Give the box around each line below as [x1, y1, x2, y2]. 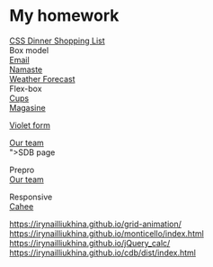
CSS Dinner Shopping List [9, 35, 105, 46]
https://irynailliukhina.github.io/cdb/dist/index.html [9, 247, 196, 258]
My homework [9, 5, 120, 26]
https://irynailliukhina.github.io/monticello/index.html [9, 227, 204, 239]
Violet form [9, 119, 51, 131]
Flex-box [9, 83, 42, 94]
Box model [9, 44, 49, 55]
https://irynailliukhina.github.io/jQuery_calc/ [9, 237, 171, 248]
